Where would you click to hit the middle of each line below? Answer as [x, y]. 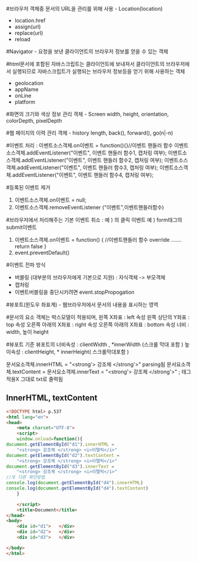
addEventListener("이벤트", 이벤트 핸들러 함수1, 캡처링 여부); [96, 153]
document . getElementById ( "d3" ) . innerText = [60, 466]
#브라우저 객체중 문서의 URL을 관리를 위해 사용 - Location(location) [84, 9]
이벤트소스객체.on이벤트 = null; [50, 200]
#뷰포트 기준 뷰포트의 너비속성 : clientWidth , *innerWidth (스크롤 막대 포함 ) [95, 344]
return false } [31, 246]
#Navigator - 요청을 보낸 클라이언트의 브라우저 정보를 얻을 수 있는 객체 [87, 51]
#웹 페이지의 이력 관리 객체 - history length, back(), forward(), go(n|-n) [90, 133]
